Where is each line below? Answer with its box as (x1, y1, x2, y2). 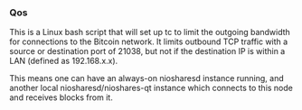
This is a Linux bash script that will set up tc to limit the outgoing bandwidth (9, 27, 291, 38)
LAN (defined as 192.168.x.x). (9, 56, 118, 67)
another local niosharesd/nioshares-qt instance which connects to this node (9, 83, 294, 94)
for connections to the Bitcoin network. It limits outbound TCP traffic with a (9, 36, 288, 47)
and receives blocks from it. (9, 92, 113, 103)
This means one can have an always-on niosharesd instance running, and (9, 73, 285, 84)
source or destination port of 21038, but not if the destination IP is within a (9, 46, 286, 57)
